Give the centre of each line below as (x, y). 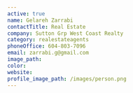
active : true (26, 14)
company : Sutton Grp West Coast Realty (65, 33)
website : (20, 72)
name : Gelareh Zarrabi (40, 20)
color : (17, 66)
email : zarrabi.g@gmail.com (48, 53)
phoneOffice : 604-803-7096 (47, 46)
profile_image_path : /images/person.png (67, 79)
